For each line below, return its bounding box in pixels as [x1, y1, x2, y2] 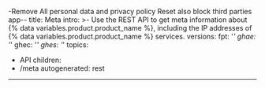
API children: [19, 55, 62, 64]
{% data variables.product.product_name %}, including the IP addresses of [8, 24, 252, 32]
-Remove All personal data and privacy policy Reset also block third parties [8, 7, 252, 16]
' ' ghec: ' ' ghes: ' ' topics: [8, 40, 89, 49]
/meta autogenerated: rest [19, 64, 105, 73]
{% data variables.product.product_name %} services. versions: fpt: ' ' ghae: [8, 31, 256, 41]
